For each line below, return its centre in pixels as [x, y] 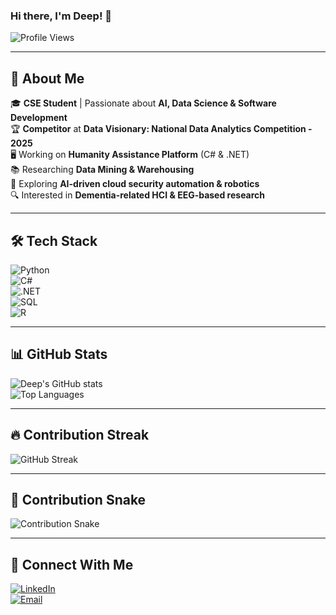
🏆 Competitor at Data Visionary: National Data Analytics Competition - [161, 129]
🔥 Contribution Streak [80, 435]
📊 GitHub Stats [59, 354]
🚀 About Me [47, 78]
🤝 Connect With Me [72, 564]
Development [39, 118]
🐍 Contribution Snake [78, 499]
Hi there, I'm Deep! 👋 [61, 16]
